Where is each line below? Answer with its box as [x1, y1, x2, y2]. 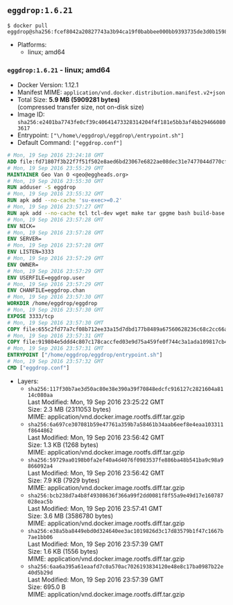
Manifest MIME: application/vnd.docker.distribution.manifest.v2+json [17, 88, 225, 96]
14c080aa [27, 392, 53, 398]
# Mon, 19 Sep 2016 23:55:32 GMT [7, 191, 104, 198]
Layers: [17, 377, 39, 385]
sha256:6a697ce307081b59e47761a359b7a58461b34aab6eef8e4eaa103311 [27, 421, 224, 428]
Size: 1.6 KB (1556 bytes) [27, 547, 98, 555]
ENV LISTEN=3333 [7, 249, 54, 256]
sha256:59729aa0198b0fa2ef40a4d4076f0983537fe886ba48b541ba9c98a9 [27, 457, 224, 464]
